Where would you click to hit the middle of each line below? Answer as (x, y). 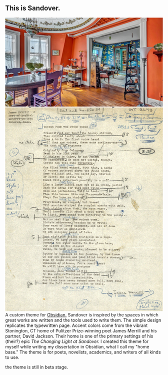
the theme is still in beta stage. (37, 367)
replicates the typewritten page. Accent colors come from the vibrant (76, 325)
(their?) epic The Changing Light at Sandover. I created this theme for (77, 341)
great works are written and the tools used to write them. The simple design (83, 320)
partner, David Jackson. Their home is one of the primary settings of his (79, 336)
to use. (12, 357)
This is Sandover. (33, 8)
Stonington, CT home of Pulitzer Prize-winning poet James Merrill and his (81, 330)
